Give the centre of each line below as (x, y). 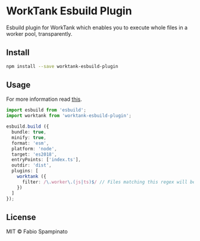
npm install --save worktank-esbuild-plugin (62, 66)
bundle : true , (29, 132)
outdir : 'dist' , (32, 165)
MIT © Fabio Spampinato (37, 231)
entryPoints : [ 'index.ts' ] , (46, 160)
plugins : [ (25, 171)
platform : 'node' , (35, 149)
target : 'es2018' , (35, 154)
